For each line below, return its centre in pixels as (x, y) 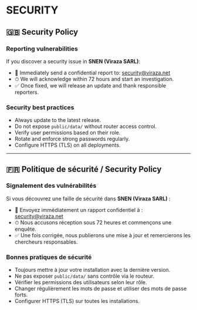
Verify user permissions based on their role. (67, 133)
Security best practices (40, 107)
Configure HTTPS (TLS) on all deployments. (68, 145)
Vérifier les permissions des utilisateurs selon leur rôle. (81, 282)
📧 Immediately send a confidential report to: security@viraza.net (92, 73)
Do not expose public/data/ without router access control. (86, 126)
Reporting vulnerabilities (42, 49)
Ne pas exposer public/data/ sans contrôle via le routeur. (84, 276)
